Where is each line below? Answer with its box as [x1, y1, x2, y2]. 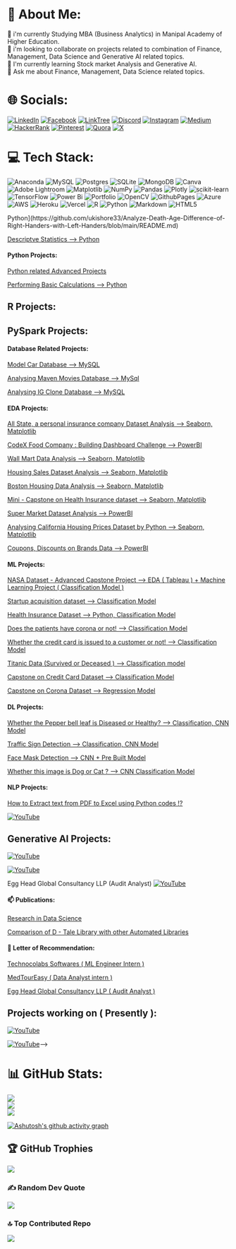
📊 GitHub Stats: [7, 1066, 104, 1082]
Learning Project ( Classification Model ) [7, 583, 125, 592]
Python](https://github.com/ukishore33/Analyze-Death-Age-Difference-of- [7, 213, 225, 222]
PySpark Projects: [7, 325, 89, 337]
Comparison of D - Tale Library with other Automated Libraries [7, 928, 189, 936]
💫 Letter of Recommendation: [7, 944, 95, 952]
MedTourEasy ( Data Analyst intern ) [7, 974, 113, 982]
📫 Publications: [7, 896, 55, 904]
